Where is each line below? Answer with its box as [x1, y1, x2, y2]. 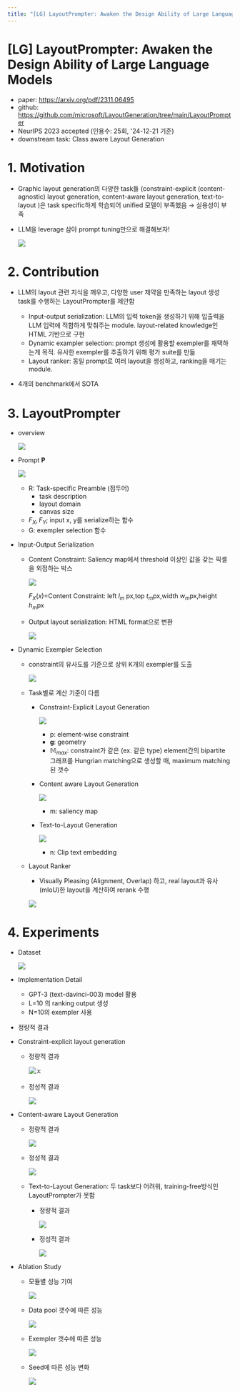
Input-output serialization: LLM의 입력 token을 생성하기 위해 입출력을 [28, 312, 225, 321]
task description [39, 492, 87, 501]
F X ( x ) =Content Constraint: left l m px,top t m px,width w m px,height [28, 592, 218, 602]
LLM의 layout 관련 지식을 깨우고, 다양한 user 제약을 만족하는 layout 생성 [17, 288, 220, 297]
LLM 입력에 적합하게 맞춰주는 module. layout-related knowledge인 [28, 321, 219, 329]
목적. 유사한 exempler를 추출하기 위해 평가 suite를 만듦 [41, 348, 196, 357]
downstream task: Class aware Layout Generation [17, 134, 164, 143]
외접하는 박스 [36, 564, 73, 572]
